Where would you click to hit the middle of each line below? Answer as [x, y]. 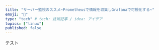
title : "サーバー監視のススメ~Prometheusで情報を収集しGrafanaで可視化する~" [80, 10]
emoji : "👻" [17, 14]
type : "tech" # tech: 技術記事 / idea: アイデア [54, 19]
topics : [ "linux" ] [24, 24]
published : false [23, 28]
